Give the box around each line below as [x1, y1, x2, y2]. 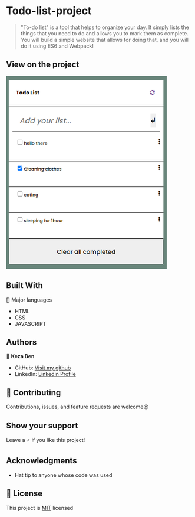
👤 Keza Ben [6, 353, 35, 360]
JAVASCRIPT [14, 320, 47, 327]
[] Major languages [6, 296, 52, 303]
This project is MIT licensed [6, 504, 74, 511]
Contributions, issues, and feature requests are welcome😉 [6, 403, 149, 411]
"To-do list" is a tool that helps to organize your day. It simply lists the [20, 24, 190, 31]
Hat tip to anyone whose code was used [14, 471, 113, 479]
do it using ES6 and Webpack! [20, 42, 94, 50]
